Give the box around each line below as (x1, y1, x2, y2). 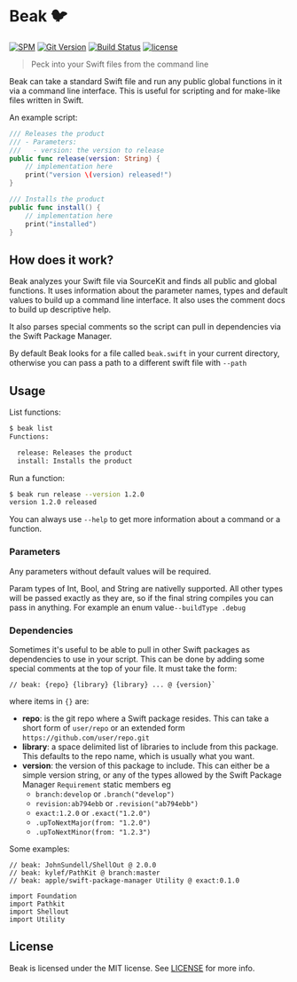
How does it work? (9, 252, 114, 267)
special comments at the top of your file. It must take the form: (9, 662, 238, 674)
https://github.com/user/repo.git (21, 733, 150, 742)
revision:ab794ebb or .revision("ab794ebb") (35, 797, 199, 808)
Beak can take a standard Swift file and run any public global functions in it (9, 75, 282, 86)
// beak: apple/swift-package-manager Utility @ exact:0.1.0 (9, 875, 240, 885)
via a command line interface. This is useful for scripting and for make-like (9, 85, 281, 96)
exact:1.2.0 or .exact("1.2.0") (35, 807, 152, 818)
